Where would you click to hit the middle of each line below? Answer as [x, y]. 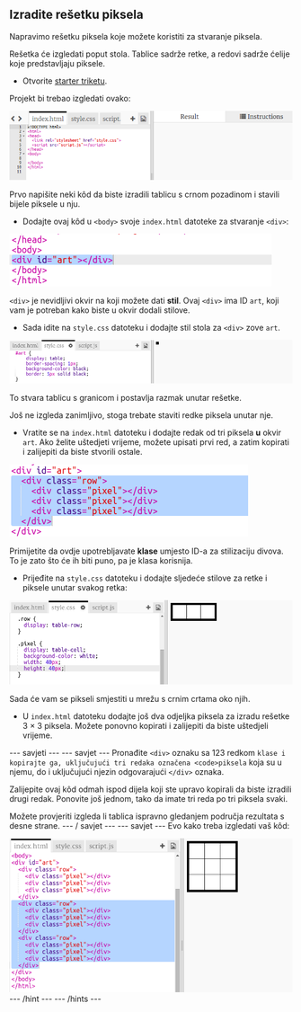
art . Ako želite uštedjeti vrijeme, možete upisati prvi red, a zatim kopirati [156, 442]
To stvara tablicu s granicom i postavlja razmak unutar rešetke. [126, 398]
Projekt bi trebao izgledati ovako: [70, 98]
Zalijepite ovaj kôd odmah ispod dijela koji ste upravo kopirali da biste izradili [150, 789]
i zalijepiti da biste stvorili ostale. [82, 452]
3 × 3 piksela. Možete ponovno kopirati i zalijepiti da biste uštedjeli [145, 726]
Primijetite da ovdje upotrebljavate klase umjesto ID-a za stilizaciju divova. [147, 551]
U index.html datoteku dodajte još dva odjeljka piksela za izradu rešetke [156, 716]
